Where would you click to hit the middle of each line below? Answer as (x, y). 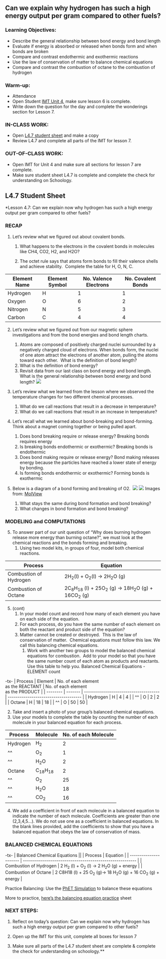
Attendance (24, 96)
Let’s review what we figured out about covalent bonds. (69, 236)
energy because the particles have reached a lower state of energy (88, 462)
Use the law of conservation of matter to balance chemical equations (83, 62)
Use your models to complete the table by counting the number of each (85, 717)
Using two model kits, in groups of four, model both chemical (82, 548)
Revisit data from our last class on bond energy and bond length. (85, 371)
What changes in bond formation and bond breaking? (74, 508)
